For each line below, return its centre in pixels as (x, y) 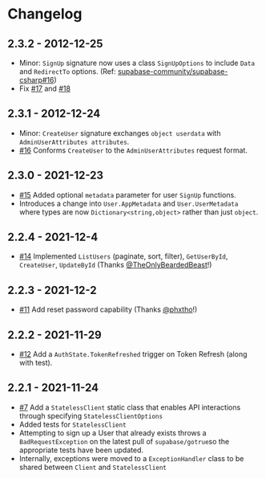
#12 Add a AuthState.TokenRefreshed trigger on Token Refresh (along (133, 354)
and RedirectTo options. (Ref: (68, 71)
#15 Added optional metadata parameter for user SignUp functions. (128, 194)
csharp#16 (36, 80)
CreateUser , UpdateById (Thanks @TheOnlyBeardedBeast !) (115, 265)
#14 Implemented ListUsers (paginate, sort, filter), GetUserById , (123, 256)
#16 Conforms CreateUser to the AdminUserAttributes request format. (133, 150)
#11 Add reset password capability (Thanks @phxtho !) (108, 309)
